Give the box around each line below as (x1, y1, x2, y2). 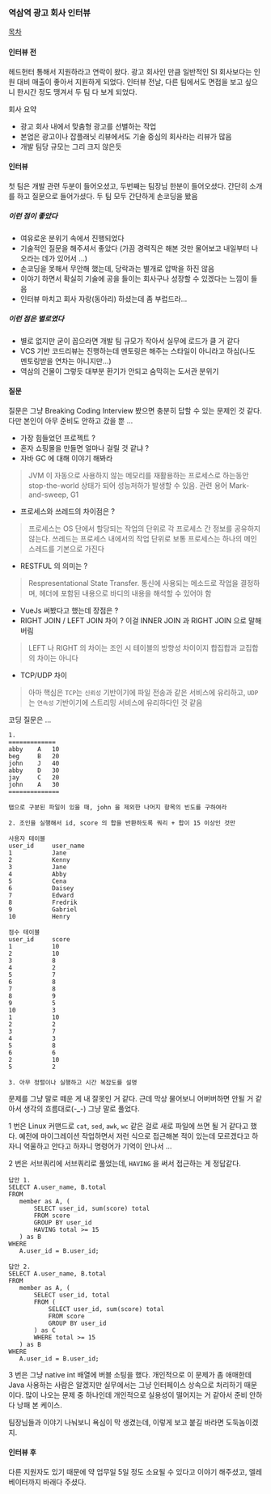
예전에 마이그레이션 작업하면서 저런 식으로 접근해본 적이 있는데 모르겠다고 (19, 1131, 251, 1140)
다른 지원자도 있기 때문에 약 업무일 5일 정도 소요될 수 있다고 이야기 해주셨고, (8, 1467, 248, 1477)
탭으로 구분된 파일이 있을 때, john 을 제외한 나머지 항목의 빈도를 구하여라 (8, 803, 227, 811)
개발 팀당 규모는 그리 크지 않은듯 (19, 142, 122, 151)
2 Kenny (8, 855, 70, 864)
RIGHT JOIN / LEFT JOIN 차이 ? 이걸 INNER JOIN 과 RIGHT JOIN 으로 (19, 615, 247, 625)
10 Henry (8, 912, 70, 920)
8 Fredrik (8, 898, 78, 906)
